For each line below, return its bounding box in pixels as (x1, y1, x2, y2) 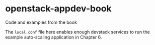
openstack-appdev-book (5, 3, 112, 14)
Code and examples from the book (5, 19, 77, 25)
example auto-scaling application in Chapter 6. (5, 34, 102, 40)
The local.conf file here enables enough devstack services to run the (5, 29, 150, 35)
